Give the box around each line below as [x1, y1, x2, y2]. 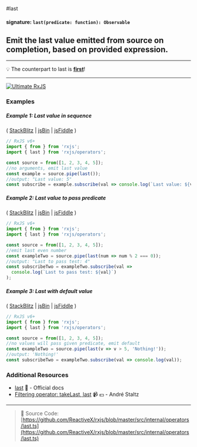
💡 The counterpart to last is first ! [6, 66, 86, 73]
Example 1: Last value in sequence [6, 112, 92, 119]
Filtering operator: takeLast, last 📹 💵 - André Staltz [14, 391, 140, 398]
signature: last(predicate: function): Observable [6, 18, 130, 25]
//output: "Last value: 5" [6, 176, 72, 182]
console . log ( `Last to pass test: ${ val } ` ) [11, 270, 117, 275]
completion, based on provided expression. [6, 44, 168, 55]
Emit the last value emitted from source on [6, 35, 164, 45]
